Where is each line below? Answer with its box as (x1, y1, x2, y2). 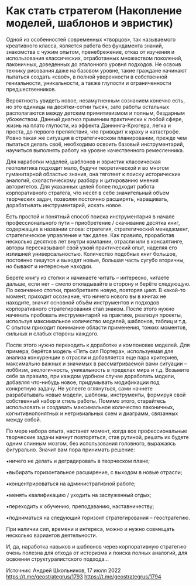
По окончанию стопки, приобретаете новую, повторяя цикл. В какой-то (6, 286, 186, 293)
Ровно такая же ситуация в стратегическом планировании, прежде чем (6, 134, 187, 141)
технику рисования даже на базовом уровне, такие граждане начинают (6, 67, 187, 74)
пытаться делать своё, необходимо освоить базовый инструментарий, (6, 140, 184, 148)
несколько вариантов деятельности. (6, 532, 98, 539)
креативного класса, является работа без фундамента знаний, (6, 42, 164, 49)
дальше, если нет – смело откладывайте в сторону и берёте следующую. (6, 280, 191, 287)
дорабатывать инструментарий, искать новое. (6, 201, 123, 208)
